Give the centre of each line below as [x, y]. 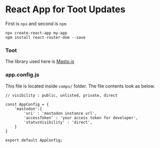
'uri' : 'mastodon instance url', [60, 113]
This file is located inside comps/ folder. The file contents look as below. [80, 86]
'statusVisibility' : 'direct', [58, 122]
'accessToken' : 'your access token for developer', [81, 118]
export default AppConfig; [34, 140]
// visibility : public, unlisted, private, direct [61, 95]
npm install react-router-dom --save [45, 37]
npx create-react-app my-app [36, 33]
